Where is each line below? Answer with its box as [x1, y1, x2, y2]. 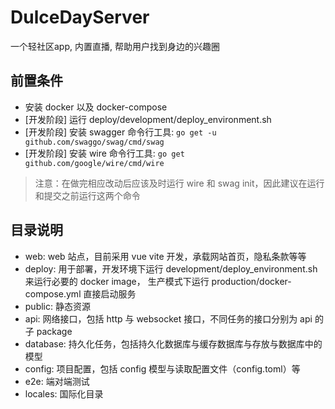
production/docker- [211, 275, 292, 287]
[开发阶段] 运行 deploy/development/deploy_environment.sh [24, 113, 272, 125]
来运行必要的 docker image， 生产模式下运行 [24, 275, 210, 287]
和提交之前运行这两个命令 [34, 189, 141, 201]
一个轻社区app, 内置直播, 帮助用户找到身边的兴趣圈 [10, 40, 220, 52]
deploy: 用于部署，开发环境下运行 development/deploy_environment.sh [24, 262, 318, 275]
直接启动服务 [83, 287, 137, 300]
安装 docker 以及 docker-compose [24, 101, 168, 113]
